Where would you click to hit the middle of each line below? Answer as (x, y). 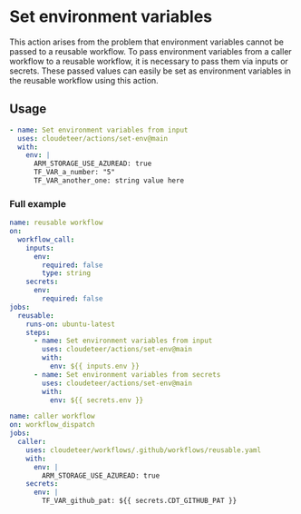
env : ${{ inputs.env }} (95, 366)
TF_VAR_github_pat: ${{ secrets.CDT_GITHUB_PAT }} (140, 501)
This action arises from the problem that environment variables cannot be (146, 42)
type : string (67, 273)
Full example (38, 203)
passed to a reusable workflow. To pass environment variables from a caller (150, 51)
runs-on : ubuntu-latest (71, 324)
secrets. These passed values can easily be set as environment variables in (150, 71)
